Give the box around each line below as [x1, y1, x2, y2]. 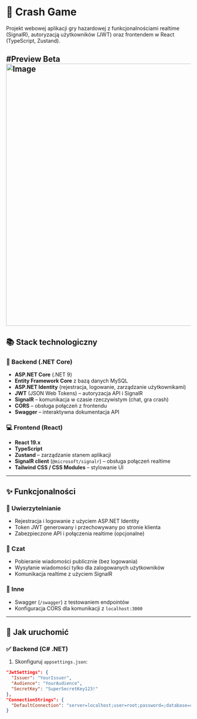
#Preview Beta [6, 54, 60, 64]
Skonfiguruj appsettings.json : [14, 658, 88, 666]
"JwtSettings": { [6, 670, 49, 676]
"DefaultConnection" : [11, 702, 64, 708]
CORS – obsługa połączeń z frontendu [14, 402, 107, 409]
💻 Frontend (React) [6, 423, 63, 431]
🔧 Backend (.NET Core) [6, 358, 73, 366]
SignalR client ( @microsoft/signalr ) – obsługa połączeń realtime [14, 458, 171, 465]
